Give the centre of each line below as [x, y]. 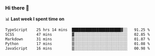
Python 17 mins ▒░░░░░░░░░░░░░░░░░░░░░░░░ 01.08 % [77, 44]
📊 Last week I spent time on [35, 19]
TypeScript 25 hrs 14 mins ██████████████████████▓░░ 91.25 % [77, 30]
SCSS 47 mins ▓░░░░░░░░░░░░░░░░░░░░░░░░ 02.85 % [77, 35]
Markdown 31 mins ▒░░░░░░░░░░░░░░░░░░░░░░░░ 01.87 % [77, 39]
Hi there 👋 [17, 8]
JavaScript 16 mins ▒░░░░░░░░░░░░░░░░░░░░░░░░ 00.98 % [77, 48]
